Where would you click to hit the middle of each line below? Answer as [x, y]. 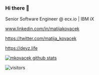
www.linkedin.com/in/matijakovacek [42, 29]
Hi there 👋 [17, 8]
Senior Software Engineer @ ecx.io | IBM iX [49, 19]
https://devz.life [21, 48]
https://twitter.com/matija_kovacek [41, 39]
